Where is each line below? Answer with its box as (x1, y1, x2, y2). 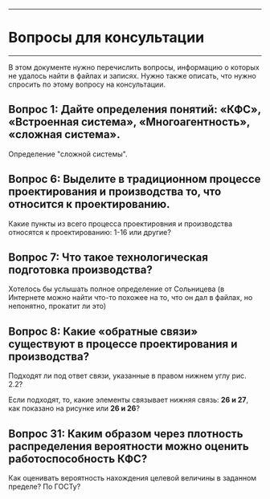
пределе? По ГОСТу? (8, 482, 81, 491)
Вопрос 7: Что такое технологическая (8, 250, 209, 264)
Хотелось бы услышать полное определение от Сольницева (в (8, 284, 225, 294)
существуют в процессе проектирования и (8, 337, 238, 351)
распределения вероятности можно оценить (8, 439, 249, 453)
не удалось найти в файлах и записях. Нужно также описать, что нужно (8, 71, 257, 80)
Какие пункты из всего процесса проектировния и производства (8, 218, 233, 229)
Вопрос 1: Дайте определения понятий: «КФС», (8, 103, 261, 116)
